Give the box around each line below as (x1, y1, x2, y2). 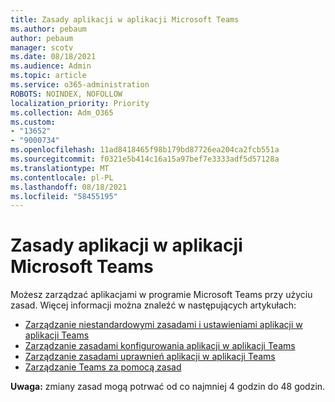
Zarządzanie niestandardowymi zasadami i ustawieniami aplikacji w (24, 319, 303, 331)
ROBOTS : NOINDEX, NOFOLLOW (10, 89, 123, 99)
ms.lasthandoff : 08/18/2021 (10, 182, 128, 192)
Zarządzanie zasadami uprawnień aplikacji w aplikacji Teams (24, 351, 276, 363)
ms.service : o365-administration (10, 80, 150, 90)
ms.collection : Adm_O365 (10, 107, 114, 118)
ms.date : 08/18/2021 (10, 52, 97, 62)
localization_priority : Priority (10, 98, 150, 108)
